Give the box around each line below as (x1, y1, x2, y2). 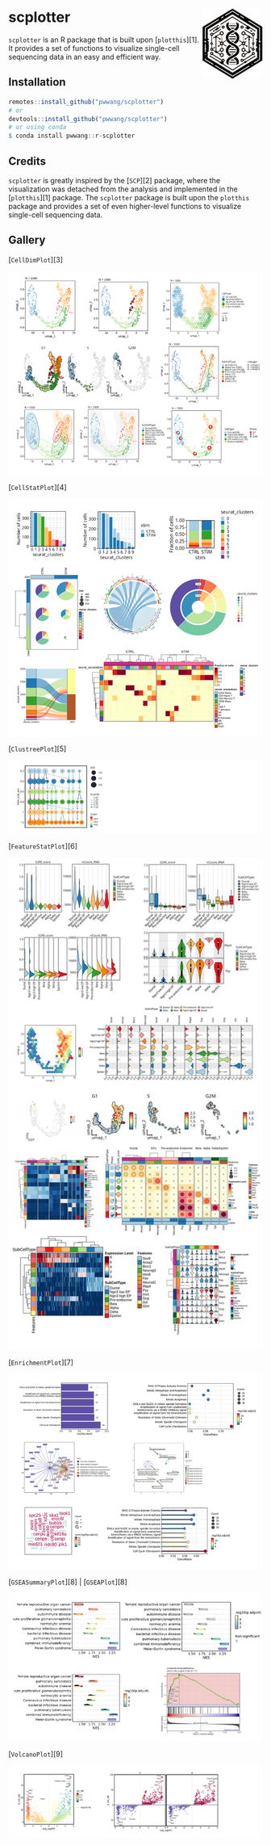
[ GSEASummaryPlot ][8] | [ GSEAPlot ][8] (8, 1577, 127, 1587)
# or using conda (8, 124, 67, 132)
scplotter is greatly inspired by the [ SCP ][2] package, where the (8, 175, 220, 185)
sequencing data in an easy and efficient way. (8, 52, 161, 61)
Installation (8, 75, 66, 89)
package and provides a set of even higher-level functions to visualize (8, 201, 242, 211)
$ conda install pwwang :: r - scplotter (8, 132, 135, 140)
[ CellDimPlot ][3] (8, 254, 63, 264)
